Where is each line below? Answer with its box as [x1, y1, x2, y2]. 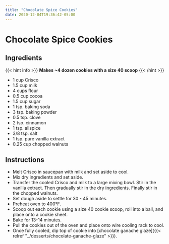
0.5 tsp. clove [12, 114, 41, 120]
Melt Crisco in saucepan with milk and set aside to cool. [12, 169, 129, 175]
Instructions [5, 155, 44, 164]
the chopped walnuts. [12, 190, 58, 196]
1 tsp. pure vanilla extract [12, 135, 65, 141]
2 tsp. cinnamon [12, 119, 46, 126]
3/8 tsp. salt [12, 130, 38, 136]
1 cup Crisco [12, 76, 39, 83]
